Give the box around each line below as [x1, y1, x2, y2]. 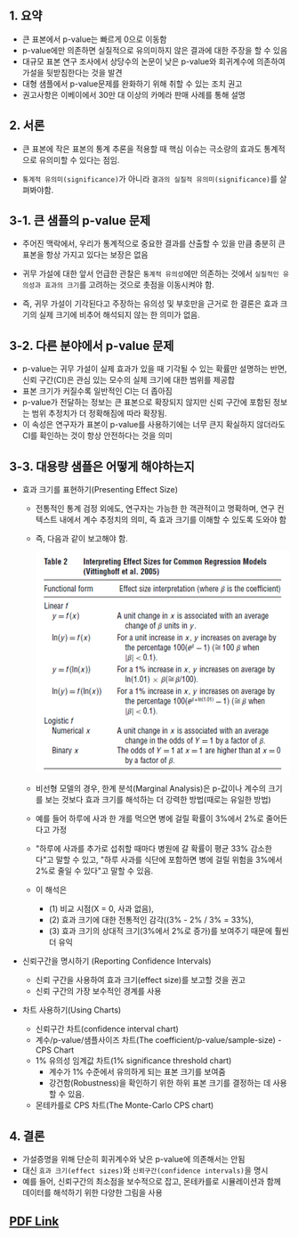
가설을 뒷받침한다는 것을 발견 [21, 67, 123, 77]
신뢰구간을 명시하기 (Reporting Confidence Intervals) [21, 956, 212, 966]
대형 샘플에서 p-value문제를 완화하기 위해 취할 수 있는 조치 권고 [21, 78, 243, 89]
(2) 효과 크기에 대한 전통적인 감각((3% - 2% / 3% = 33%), [48, 915, 254, 925]
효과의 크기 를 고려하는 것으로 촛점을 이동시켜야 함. [44, 280, 215, 290]
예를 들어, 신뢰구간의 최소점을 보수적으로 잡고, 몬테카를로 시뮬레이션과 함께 [21, 1176, 282, 1187]
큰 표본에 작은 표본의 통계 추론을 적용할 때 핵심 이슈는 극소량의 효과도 [21, 143, 262, 154]
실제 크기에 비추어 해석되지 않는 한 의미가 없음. [38, 310, 200, 321]
